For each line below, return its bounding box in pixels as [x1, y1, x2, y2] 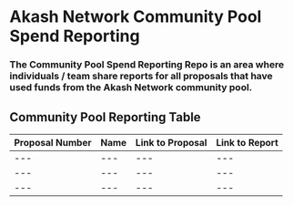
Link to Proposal [135, 136, 207, 149]
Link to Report [216, 136, 279, 149]
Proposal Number [14, 136, 92, 149]
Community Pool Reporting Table [9, 109, 202, 125]
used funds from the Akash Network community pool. [9, 81, 253, 94]
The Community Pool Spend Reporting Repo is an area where [9, 58, 285, 71]
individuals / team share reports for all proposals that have [9, 70, 273, 83]
